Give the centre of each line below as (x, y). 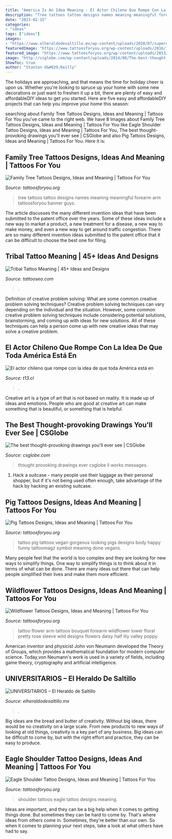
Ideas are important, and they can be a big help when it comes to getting (82, 809)
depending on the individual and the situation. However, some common (80, 309)
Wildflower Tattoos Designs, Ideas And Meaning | (86, 591)
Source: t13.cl (20, 378)
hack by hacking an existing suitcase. (52, 486)
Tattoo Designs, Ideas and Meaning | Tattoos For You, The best (72, 130)
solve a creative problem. (32, 331)
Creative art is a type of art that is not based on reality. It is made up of (80, 398)
